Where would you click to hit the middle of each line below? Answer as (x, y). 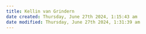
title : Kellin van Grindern (40, 11)
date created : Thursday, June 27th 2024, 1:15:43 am (72, 17)
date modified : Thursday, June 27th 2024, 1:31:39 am (73, 22)
